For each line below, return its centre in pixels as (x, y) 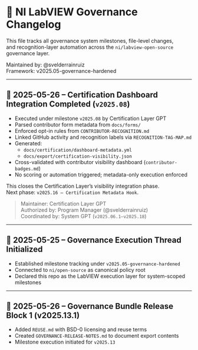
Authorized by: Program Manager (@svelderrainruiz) (84, 210)
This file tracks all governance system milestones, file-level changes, (90, 41)
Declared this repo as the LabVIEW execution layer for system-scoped (100, 276)
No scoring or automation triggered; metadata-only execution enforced (101, 174)
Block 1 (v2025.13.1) (43, 315)
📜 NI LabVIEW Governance (72, 12)
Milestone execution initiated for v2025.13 (65, 342)
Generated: (28, 143)
